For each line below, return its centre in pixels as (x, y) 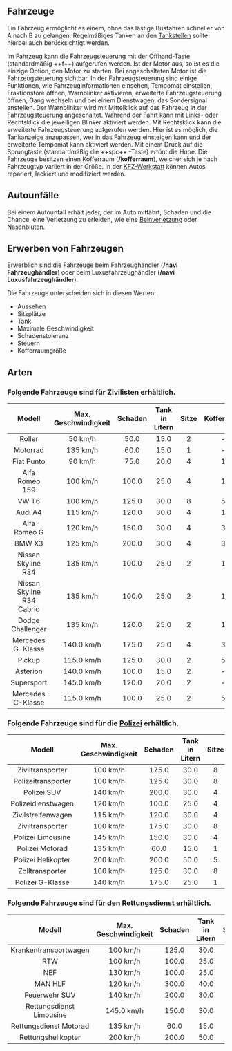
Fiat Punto (29, 461)
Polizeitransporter (42, 781)
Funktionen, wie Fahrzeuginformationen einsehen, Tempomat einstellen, (110, 85)
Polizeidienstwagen (42, 803)
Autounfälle (33, 195)
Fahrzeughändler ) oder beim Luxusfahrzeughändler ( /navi (91, 272)
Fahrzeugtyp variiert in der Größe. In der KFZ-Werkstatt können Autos (106, 166)
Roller (29, 439)
